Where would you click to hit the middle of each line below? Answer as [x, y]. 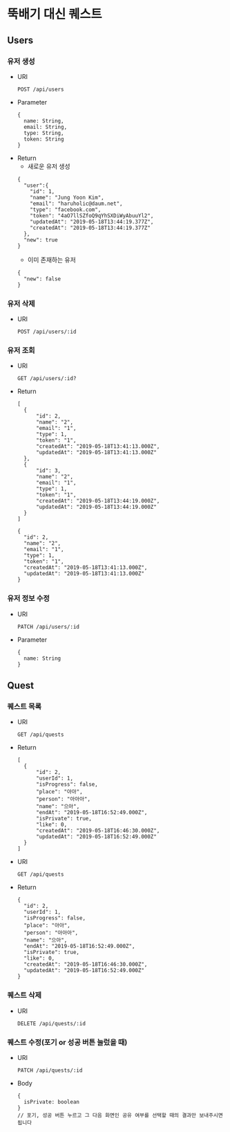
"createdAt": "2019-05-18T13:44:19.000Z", [98, 501]
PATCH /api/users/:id [48, 627]
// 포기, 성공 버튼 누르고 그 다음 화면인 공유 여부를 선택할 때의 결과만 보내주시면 [120, 1115]
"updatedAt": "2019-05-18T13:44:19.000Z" [96, 507]
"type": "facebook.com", [66, 209]
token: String [44, 139]
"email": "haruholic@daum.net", [76, 204]
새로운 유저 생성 [49, 166]
